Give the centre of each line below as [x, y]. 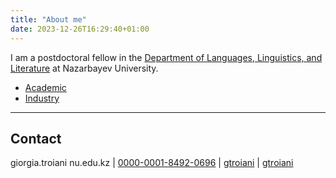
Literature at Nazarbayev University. [84, 68]
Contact [36, 138]
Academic [45, 87]
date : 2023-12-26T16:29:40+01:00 [80, 29]
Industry [42, 98]
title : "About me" [48, 19]
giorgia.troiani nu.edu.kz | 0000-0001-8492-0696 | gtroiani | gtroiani [152, 163]
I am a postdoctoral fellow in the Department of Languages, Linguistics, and [166, 57]
